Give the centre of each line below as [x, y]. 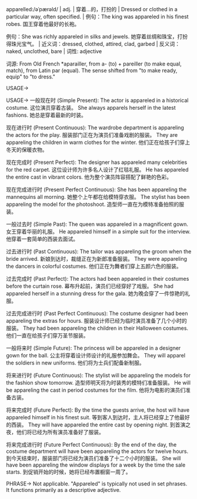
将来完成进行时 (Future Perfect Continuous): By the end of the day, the [91, 444]
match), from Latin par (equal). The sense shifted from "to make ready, [92, 70]
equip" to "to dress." [31, 77]
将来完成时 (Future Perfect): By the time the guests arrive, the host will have [98, 410]
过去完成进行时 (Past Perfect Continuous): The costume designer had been [97, 313]
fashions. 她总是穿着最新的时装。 [46, 115]
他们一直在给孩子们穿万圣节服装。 [47, 335]
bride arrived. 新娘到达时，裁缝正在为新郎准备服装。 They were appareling [96, 259]
